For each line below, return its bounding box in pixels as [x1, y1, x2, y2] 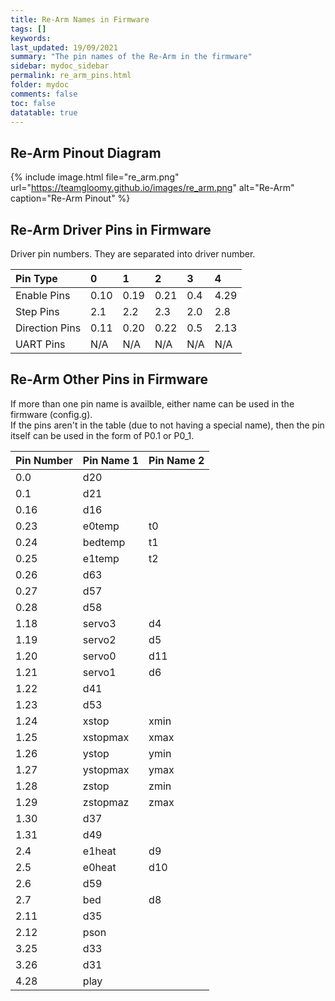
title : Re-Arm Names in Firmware [10, 14, 150, 25]
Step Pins [15, 305, 60, 318]
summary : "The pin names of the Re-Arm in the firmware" [10, 52, 253, 62]
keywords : [10, 33, 52, 43]
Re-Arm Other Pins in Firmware [10, 371, 208, 388]
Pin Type [15, 272, 58, 285]
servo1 [82, 665, 117, 679]
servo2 [82, 632, 117, 646]
